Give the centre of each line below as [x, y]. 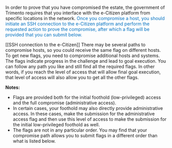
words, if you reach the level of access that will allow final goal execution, [83, 72]
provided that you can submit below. [44, 35]
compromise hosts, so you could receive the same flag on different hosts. [83, 50]
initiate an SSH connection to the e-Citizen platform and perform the [78, 24]
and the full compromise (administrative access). [64, 103]
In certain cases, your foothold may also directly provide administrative [88, 108]
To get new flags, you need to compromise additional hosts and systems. [83, 55]
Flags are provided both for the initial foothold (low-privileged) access [87, 97]
